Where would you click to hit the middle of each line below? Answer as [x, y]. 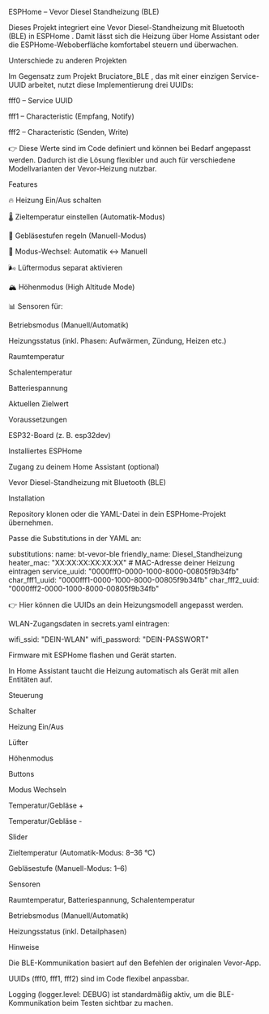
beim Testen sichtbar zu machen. [117, 1003]
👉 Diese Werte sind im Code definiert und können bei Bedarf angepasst [130, 148]
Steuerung [26, 695]
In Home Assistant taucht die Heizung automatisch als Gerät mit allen [124, 671]
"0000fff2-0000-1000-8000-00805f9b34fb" [84, 589]
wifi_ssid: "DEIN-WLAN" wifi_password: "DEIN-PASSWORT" [109, 639]
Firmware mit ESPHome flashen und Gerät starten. [92, 655]
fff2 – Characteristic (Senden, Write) [69, 132]
